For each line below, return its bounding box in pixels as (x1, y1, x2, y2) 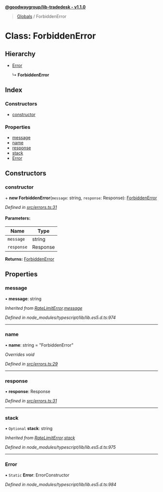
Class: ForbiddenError (5, 31, 96, 42)
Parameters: (5, 215, 31, 221)
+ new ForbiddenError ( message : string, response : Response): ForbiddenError (5, 195, 157, 201)
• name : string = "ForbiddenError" (5, 342, 74, 348)
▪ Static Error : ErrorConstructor (5, 472, 69, 478)
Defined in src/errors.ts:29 (5, 361, 58, 366)
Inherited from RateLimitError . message (5, 305, 82, 311)
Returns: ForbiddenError (5, 256, 54, 262)
